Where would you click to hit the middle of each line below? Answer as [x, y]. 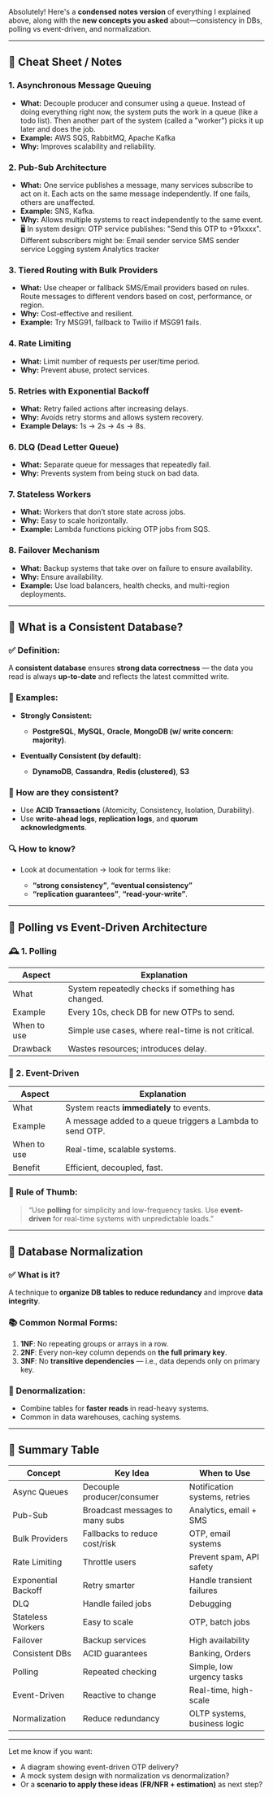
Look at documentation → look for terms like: [95, 870]
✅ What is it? [35, 1274]
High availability [219, 1640]
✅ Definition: [35, 650]
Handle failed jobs [117, 1603]
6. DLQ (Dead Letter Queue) [64, 446]
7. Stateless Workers [50, 494]
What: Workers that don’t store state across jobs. [103, 512]
